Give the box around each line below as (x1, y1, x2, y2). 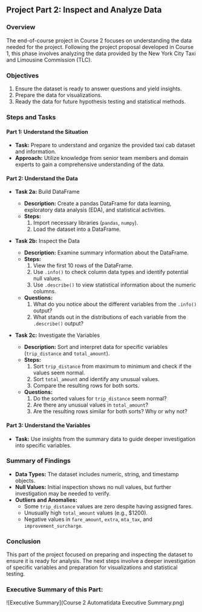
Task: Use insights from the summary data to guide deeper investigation (15, 435, 196, 442)
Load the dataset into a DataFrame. (33, 225, 121, 233)
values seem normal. (33, 369, 85, 376)
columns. (33, 288, 56, 295)
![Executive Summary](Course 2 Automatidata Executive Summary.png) (6, 599, 184, 607)
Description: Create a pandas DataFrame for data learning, (24, 200, 172, 207)
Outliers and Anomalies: (15, 496, 77, 504)
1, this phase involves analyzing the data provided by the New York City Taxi (6, 50, 196, 57)
